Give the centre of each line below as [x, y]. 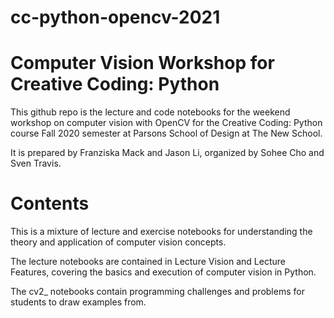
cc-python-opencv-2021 [115, 17]
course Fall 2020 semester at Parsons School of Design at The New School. [166, 133]
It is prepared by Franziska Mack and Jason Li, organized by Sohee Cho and [167, 153]
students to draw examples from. [78, 302]
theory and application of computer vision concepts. [118, 242]
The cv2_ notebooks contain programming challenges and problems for [157, 292]
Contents [50, 203]
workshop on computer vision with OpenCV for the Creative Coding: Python [166, 123]
